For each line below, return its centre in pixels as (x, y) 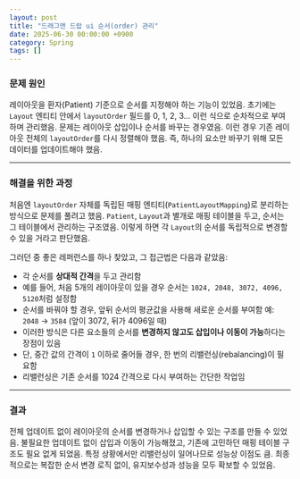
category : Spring (42, 42)
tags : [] (25, 51)
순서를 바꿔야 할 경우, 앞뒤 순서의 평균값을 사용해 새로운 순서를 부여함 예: (148, 309)
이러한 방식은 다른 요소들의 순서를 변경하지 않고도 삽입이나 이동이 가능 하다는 (154, 332)
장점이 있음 (42, 343)
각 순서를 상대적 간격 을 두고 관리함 (82, 276)
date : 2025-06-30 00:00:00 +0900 (71, 34)
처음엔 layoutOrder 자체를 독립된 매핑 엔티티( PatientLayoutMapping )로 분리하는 (149, 204)
